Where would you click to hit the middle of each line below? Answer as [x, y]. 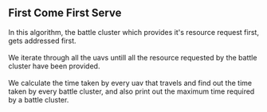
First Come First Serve [65, 13]
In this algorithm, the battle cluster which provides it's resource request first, [133, 32]
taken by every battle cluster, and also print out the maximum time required [132, 91]
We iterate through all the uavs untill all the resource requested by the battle [133, 57]
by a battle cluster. [39, 99]
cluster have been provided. [54, 66]
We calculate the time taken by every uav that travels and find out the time [130, 83]
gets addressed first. [43, 41]
